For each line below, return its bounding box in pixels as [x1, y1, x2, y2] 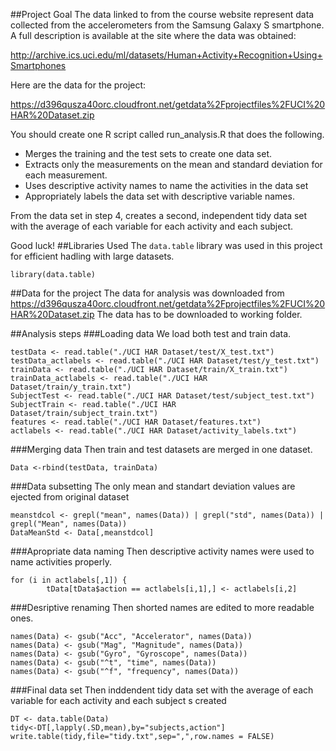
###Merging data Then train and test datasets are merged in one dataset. [10, 444, 313, 455]
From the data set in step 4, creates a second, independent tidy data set [10, 210, 308, 221]
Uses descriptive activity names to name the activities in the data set [24, 180, 309, 191]
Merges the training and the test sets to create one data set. [24, 148, 272, 159]
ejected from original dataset [10, 491, 130, 503]
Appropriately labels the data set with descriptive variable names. [24, 190, 295, 202]
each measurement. [24, 169, 108, 181]
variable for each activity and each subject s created [10, 695, 227, 706]
